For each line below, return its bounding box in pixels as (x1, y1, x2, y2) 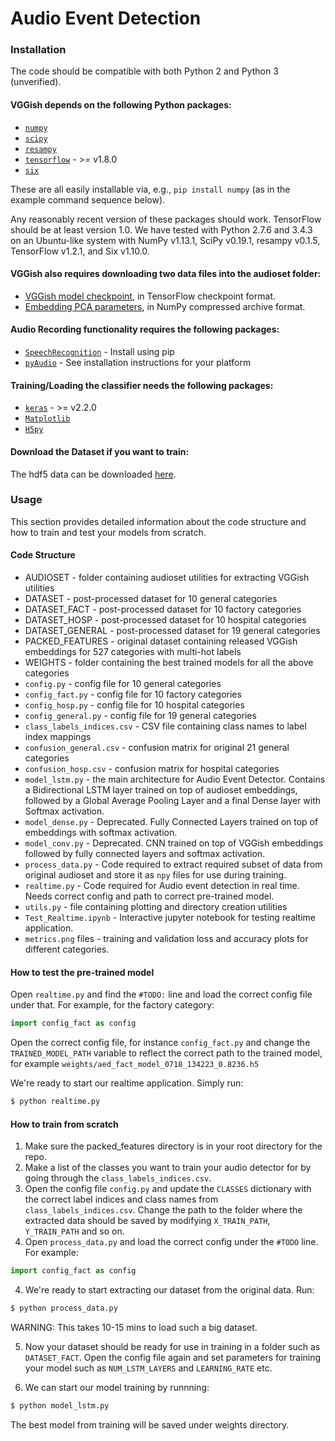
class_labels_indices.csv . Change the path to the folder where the (24, 1204, 303, 1216)
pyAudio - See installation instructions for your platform (24, 357, 252, 369)
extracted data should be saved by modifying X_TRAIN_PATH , (24, 1215, 271, 1227)
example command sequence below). (10, 193, 166, 206)
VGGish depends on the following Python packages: (10, 99, 232, 111)
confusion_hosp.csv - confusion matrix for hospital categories (24, 763, 280, 774)
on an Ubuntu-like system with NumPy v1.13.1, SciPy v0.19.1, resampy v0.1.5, (10, 234, 321, 246)
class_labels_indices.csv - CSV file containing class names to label (24, 720, 307, 732)
